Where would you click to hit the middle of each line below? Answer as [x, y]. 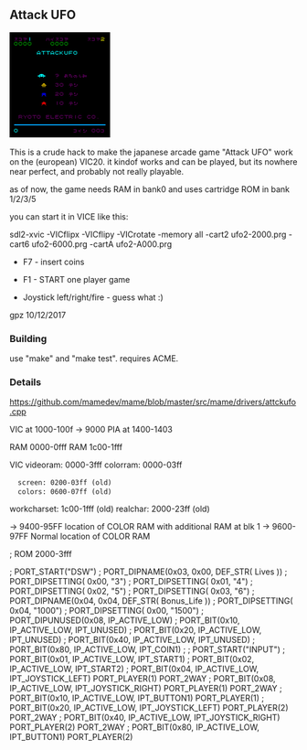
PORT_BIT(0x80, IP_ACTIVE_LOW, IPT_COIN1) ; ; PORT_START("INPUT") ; [148, 649]
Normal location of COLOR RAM [90, 536]
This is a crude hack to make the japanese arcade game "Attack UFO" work [152, 152]
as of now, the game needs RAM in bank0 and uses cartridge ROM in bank [150, 189]
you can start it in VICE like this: [69, 216]
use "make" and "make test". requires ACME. [94, 359]
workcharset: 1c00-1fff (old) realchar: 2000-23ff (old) [110, 509]
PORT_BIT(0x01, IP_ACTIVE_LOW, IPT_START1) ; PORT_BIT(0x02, [132, 659]
